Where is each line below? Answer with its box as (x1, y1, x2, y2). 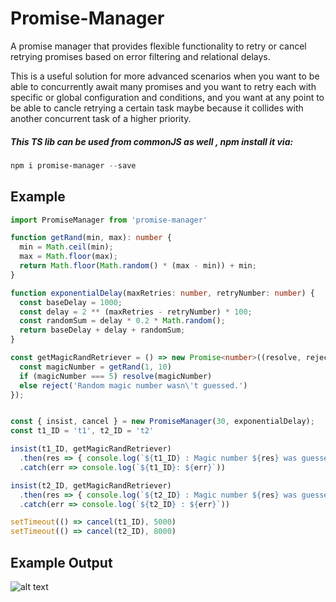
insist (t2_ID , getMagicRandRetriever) (10, 480, 172, 491)
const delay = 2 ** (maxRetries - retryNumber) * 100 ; (19, 307, 253, 317)
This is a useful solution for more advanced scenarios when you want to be (10, 70, 320, 82)
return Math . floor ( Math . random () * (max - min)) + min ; (19, 261, 257, 271)
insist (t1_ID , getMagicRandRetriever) (10, 444, 172, 454)
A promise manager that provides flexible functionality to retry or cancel (10, 40, 307, 52)
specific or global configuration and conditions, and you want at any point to (10, 91, 325, 103)
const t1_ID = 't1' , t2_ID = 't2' (10, 426, 155, 436)
